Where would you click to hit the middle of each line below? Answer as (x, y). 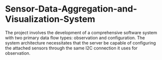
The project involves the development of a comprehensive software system (81, 32)
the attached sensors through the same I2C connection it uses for (71, 48)
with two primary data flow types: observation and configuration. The (75, 38)
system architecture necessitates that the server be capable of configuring (81, 43)
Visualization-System (50, 19)
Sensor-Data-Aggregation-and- (71, 9)
